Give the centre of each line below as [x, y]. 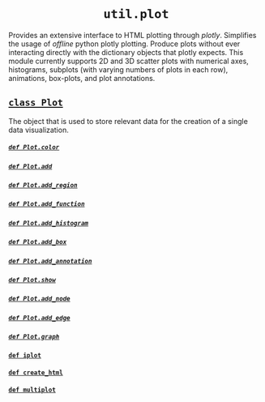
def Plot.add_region [43, 186]
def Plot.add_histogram [49, 223]
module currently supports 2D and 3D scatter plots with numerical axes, [128, 61]
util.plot [136, 14]
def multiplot [32, 390]
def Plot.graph [34, 337]
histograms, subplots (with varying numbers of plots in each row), [118, 69]
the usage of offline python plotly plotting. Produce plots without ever [124, 44]
